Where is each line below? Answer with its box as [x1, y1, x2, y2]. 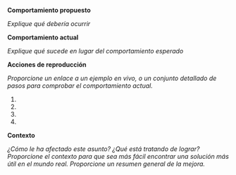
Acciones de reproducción [7, 60, 87, 69]
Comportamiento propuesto [7, 6, 92, 14]
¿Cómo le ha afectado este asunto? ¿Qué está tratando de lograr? [7, 145, 200, 153]
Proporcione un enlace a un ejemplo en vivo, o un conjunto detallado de [7, 74, 217, 82]
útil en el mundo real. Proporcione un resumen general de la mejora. [7, 160, 206, 168]
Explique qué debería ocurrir [7, 20, 91, 27]
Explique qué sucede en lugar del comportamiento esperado [7, 47, 184, 55]
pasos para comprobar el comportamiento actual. [7, 82, 153, 90]
